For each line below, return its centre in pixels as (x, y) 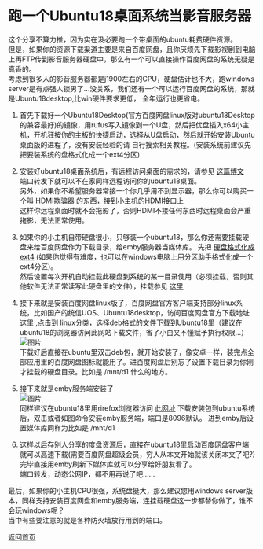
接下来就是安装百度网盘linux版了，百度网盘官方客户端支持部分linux (128, 303)
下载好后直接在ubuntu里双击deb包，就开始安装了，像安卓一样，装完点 (133, 352)
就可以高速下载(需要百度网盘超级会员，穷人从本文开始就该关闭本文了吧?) (137, 454)
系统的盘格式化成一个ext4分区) (90, 154)
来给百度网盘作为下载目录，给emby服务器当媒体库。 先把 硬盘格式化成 (141, 247)
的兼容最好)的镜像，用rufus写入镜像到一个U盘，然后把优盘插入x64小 (131, 125)
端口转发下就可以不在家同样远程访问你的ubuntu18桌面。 (110, 181)
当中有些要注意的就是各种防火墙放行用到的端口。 (87, 520)
